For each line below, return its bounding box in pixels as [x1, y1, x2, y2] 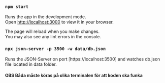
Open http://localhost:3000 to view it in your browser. [5, 19, 114, 25]
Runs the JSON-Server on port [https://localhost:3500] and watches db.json [5, 56, 160, 62]
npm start [5, 4, 29, 9]
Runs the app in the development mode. [5, 14, 86, 20]
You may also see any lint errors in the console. [5, 34, 101, 40]
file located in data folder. [5, 61, 57, 67]
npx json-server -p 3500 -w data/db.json [5, 46, 106, 52]
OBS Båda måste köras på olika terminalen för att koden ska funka [5, 73, 143, 79]
